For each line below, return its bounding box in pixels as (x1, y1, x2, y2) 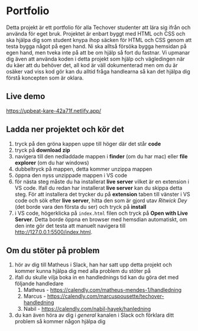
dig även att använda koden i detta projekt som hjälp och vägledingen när (6, 55, 185, 62)
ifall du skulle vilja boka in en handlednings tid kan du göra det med (14, 274, 179, 281)
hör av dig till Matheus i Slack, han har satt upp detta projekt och (14, 261, 173, 268)
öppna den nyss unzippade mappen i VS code (14, 171, 128, 179)
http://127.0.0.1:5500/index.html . (14, 228, 93, 235)
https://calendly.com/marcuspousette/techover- (47, 292, 164, 300)
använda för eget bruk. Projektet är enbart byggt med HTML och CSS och (6, 30, 186, 37)
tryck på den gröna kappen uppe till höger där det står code (14, 140, 161, 147)
